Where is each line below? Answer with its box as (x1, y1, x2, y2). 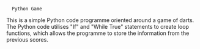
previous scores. (6, 36, 49, 43)
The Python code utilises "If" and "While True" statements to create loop (6, 23, 190, 30)
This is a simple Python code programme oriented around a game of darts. (6, 17, 194, 24)
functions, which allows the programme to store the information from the (6, 29, 190, 37)
